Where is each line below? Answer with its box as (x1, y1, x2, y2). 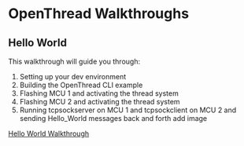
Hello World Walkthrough (8, 129, 90, 138)
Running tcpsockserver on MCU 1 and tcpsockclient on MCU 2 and (19, 105, 237, 115)
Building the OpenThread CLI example (19, 80, 143, 89)
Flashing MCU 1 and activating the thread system (19, 89, 179, 98)
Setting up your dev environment (19, 72, 127, 81)
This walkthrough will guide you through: (8, 57, 140, 66)
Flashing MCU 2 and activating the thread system (19, 97, 180, 106)
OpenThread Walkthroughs (8, 5, 190, 23)
